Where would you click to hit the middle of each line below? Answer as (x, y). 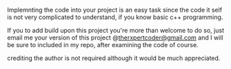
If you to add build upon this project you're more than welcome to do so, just (115, 30)
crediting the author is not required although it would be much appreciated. (114, 58)
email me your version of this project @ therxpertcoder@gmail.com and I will (115, 38)
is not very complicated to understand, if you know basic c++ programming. (115, 17)
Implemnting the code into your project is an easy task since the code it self (115, 10)
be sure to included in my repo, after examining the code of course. (103, 45)
